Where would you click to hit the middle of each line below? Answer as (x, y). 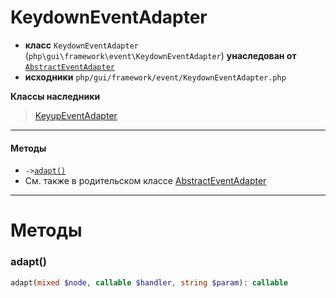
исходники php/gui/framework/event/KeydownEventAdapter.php (155, 77)
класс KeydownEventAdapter (81, 45)
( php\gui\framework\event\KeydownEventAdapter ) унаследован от (160, 55)
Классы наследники (55, 96)
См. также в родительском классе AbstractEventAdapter (145, 181)
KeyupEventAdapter (76, 115)
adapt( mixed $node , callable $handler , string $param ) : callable (149, 282)
